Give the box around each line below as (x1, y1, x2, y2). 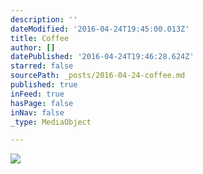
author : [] (10, 42, 56, 53)
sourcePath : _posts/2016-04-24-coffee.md (10, 71, 186, 81)
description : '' (10, 14, 78, 25)
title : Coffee (10, 33, 70, 43)
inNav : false (10, 107, 65, 118)
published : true (10, 80, 78, 90)
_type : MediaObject (10, 117, 92, 127)
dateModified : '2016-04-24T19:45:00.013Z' (10, 24, 190, 34)
